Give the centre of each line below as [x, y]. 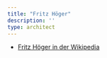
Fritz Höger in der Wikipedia [58, 47]
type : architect [31, 27]
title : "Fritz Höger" [39, 14]
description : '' [31, 21]
